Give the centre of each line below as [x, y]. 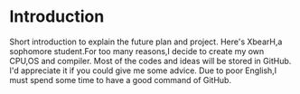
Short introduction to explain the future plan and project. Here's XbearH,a [146, 42]
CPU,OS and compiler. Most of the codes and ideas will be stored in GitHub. [150, 61]
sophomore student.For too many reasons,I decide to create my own [137, 51]
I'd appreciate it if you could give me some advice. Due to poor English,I [143, 70]
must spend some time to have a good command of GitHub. [121, 80]
